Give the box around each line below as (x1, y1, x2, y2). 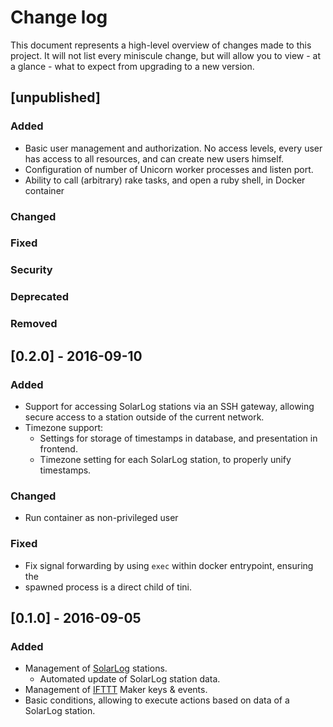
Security (10, 263, 53, 277)
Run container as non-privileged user (24, 512, 179, 524)
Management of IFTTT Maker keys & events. (24, 684, 208, 696)
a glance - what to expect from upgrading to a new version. (10, 60, 255, 72)
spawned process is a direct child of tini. (24, 581, 192, 593)
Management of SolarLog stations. (24, 662, 168, 675)
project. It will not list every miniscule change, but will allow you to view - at (10, 49, 322, 61)
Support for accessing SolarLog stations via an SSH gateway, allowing (24, 400, 315, 412)
